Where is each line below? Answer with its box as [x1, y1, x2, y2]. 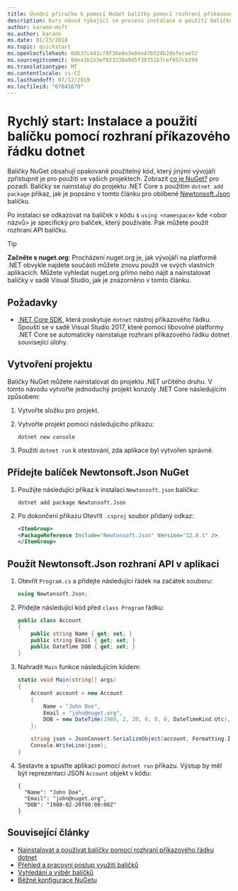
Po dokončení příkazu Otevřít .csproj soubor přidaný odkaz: [17, 511, 195, 520]
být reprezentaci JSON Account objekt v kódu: [17, 768, 152, 777]
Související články [7, 826, 90, 839]
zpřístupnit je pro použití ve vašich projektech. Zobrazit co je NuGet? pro [7, 174, 220, 183]
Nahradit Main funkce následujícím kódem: [17, 663, 141, 671]
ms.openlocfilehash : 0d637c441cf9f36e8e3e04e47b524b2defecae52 [7, 50, 198, 57]
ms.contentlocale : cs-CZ [7, 69, 81, 77]
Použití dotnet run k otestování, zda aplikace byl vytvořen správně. [17, 446, 214, 454]
